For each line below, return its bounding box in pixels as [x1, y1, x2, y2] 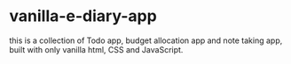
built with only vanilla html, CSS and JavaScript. [9, 44, 184, 54]
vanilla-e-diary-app [9, 6, 157, 26]
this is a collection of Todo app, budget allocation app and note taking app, [9, 35, 283, 46]
